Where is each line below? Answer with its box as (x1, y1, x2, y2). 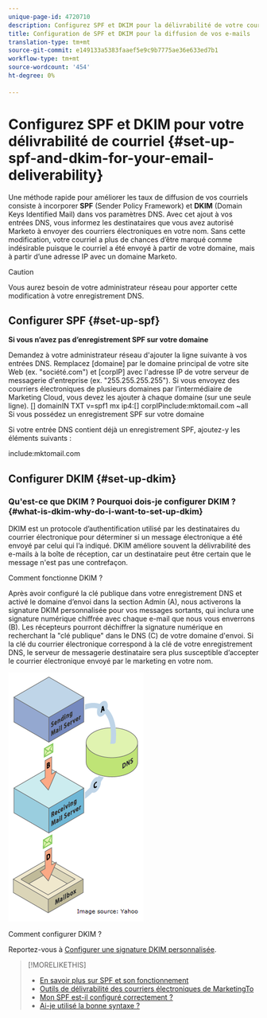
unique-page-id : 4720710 (8, 13, 91, 21)
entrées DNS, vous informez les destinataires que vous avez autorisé (8, 217, 234, 227)
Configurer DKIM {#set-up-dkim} (8, 472, 176, 486)
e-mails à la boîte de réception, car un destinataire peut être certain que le (8, 549, 252, 559)
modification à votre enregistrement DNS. (8, 291, 145, 300)
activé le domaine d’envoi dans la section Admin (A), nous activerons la (8, 597, 242, 607)
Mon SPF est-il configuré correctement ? (39, 993, 173, 1002)
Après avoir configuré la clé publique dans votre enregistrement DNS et (8, 589, 242, 599)
